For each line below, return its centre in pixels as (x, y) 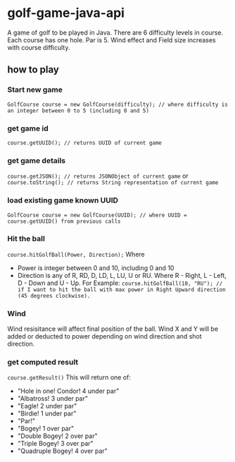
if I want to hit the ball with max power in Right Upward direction (122, 290)
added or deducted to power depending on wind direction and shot (104, 336)
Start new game (35, 90)
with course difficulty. (39, 47)
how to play (33, 69)
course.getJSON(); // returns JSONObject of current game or (98, 176)
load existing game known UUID (63, 200)
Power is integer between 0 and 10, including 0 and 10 (96, 268)
